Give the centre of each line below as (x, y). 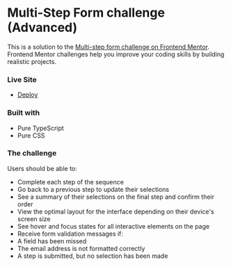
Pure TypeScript (40, 128)
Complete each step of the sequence (70, 181)
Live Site (22, 79)
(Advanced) (42, 27)
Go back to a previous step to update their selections (93, 189)
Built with (24, 113)
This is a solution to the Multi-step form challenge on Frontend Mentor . (109, 47)
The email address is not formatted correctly (81, 248)
